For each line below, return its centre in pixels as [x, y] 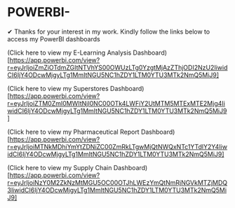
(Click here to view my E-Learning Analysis [69, 53]
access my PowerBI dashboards [54, 39]
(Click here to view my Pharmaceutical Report [73, 132]
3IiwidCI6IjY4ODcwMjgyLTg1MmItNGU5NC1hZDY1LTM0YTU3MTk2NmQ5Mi [117, 190]
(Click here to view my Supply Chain [60, 167]
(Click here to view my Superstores [58, 88]
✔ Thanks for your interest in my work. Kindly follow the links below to [109, 32]
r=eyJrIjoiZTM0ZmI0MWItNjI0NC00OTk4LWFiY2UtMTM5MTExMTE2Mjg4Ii [116, 103]
